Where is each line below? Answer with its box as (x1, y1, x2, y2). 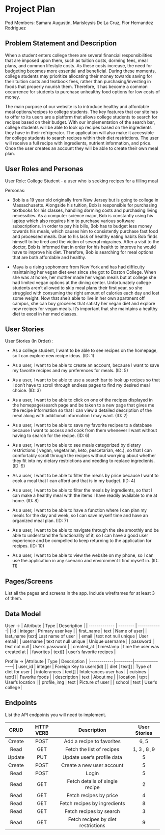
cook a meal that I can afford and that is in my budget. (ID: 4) (12, 478, 136, 484)
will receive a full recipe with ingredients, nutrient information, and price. (5, 140, 152, 146)
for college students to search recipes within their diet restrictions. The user (5, 135, 159, 141)
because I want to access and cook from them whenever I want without (12, 428, 157, 433)
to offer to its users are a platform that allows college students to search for (5, 114, 158, 120)
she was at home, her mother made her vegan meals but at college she (12, 274, 156, 280)
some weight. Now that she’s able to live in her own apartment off (12, 295, 145, 301)
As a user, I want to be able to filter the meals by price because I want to (12, 473, 159, 479)
